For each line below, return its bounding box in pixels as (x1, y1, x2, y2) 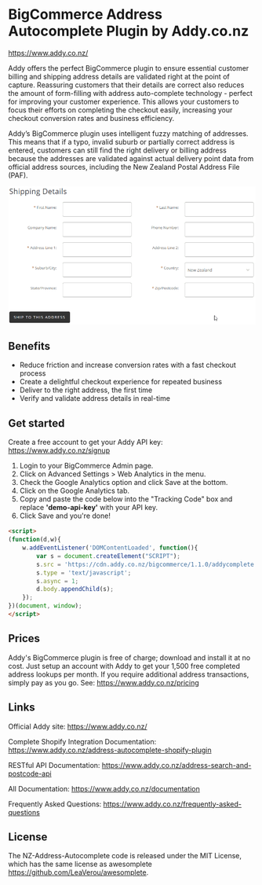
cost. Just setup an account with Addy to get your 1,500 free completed (8, 661, 241, 670)
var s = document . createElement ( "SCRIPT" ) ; (36, 552, 180, 560)
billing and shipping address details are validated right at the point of (8, 72, 230, 81)
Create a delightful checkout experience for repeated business (19, 377, 222, 387)
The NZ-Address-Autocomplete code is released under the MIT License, (8, 851, 242, 861)
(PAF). (8, 171, 29, 180)
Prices (8, 632, 41, 645)
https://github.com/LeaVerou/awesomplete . (8, 868, 149, 877)
